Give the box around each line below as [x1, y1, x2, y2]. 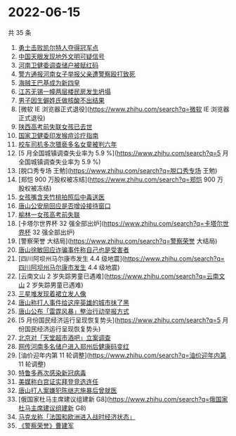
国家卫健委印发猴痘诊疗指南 [18, 131, 99, 139]
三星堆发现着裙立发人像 [18, 289, 86, 297]
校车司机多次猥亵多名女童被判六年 [18, 140, 117, 148]
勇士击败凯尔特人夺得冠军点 [18, 43, 99, 51]
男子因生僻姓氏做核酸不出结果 [18, 96, 105, 104]
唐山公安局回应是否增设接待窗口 [18, 201, 111, 210]
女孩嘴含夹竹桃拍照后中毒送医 [18, 193, 105, 201]
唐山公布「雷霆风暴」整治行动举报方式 [18, 307, 129, 315]
